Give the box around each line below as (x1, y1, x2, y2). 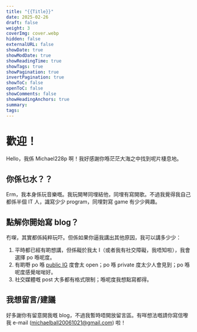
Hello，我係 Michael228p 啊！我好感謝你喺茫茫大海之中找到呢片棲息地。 (6, 155, 182, 162)
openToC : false (6, 86, 44, 91)
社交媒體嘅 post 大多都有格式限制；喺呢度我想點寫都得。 (14, 275, 152, 283)
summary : (6, 101, 28, 108)
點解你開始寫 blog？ (6, 217, 79, 227)
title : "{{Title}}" (6, 8, 54, 15)
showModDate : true (6, 52, 51, 58)
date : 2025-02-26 (6, 14, 49, 20)
